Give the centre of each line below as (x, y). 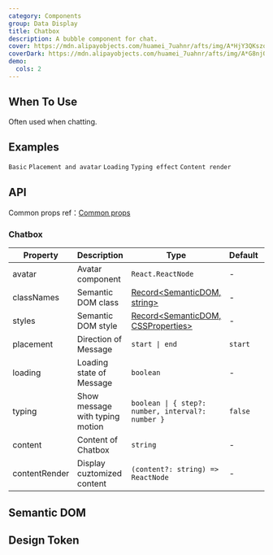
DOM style (97, 326)
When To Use (43, 102)
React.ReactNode (162, 274)
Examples (34, 147)
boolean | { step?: (169, 403)
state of (92, 373)
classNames (36, 298)
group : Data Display (43, 24)
